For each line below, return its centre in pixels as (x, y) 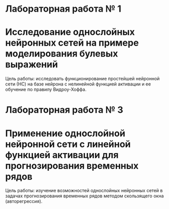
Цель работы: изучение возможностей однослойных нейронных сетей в (84, 191)
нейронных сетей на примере (72, 43)
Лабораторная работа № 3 (64, 110)
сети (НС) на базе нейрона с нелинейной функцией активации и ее (78, 84)
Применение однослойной (65, 133)
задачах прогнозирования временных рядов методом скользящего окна (84, 196)
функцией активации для (62, 155)
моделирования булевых (62, 54)
